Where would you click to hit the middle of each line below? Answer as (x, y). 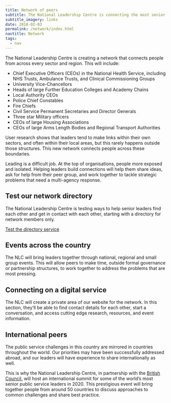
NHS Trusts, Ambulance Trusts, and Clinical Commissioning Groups (84, 79)
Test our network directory (49, 196)
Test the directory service (32, 229)
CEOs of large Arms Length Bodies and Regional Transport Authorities (87, 127)
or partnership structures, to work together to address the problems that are (85, 268)
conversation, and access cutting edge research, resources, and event (80, 313)
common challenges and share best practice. (53, 395)
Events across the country (48, 245)
